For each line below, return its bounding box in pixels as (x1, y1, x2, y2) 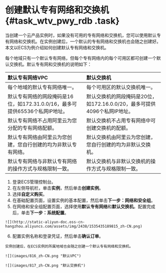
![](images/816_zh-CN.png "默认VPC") (5, 253, 82, 258)
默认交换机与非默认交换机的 (86, 157, 151, 164)
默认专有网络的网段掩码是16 (7, 93, 74, 100)
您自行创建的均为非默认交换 (86, 141, 151, 148)
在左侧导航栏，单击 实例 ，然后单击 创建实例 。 (12, 185, 104, 191)
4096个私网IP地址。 (86, 108, 133, 115)
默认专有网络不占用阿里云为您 (7, 117, 78, 124)
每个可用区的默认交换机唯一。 (86, 83, 156, 90)
